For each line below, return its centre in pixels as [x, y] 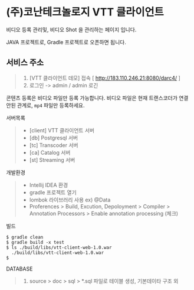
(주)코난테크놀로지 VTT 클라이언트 [85, 12]
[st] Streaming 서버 [52, 159]
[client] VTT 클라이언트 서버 [62, 130]
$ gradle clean [25, 237]
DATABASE [19, 269]
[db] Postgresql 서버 [54, 138]
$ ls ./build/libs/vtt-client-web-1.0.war [59, 247]
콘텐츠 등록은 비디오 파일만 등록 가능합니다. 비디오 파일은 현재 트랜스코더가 [92, 97]
